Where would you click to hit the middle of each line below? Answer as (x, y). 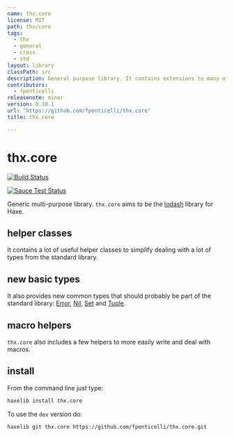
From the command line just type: (55, 388)
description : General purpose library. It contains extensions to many (113, 78)
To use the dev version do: (45, 414)
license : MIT (26, 20)
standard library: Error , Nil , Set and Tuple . (67, 303)
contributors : (28, 85)
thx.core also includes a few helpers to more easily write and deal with (109, 342)
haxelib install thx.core (45, 401)
